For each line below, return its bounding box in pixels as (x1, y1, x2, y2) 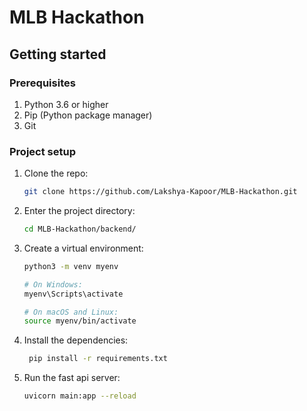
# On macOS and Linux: (23, 307, 119, 317)
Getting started (9, 46, 107, 63)
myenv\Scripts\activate (23, 289, 124, 299)
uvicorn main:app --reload (23, 391, 137, 401)
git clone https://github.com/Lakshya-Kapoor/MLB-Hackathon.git (23, 187, 298, 197)
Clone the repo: (23, 167, 89, 180)
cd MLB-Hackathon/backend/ (23, 224, 137, 235)
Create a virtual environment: (23, 242, 144, 254)
